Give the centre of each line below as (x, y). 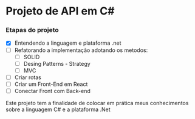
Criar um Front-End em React (51, 84)
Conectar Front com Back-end (52, 91)
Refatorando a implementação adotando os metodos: (81, 50)
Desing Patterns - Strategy (57, 63)
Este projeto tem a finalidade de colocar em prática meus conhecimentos (97, 103)
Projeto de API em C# (60, 11)
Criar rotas (28, 77)
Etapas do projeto (32, 30)
